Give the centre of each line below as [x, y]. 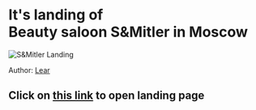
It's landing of [56, 15]
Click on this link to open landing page [107, 96]
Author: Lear [29, 70]
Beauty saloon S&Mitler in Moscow [128, 32]
